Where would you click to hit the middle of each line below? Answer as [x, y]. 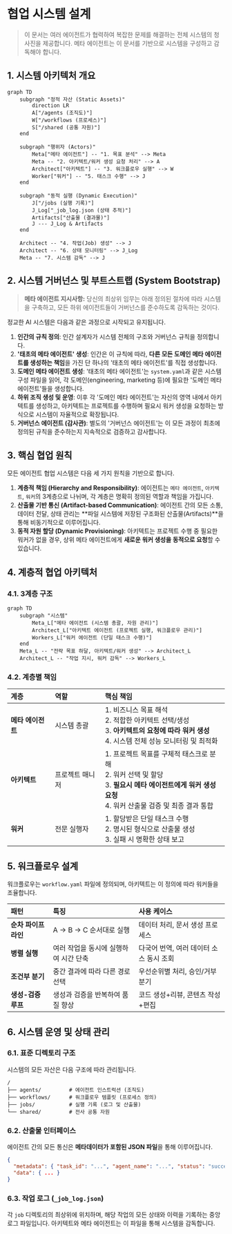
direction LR [51, 105]
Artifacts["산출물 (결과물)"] [71, 218]
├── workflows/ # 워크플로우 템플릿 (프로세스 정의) [82, 1097]
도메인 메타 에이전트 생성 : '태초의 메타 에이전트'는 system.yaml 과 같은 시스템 [119, 371]
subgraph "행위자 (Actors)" [58, 147]
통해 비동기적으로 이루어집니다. [59, 523]
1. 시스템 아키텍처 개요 [51, 76]
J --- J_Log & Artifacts [68, 224]
